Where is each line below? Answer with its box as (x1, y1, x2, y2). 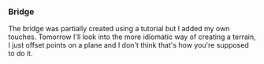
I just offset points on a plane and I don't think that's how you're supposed (8, 41, 250, 50)
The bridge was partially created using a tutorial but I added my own (8, 24, 230, 34)
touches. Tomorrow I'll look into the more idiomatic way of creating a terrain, (8, 32, 256, 41)
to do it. (8, 49, 33, 59)
